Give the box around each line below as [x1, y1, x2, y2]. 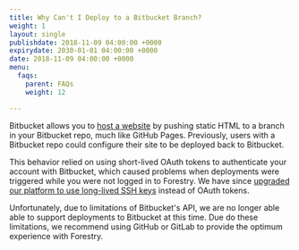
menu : [9, 63, 30, 72]
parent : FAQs [25, 79, 74, 88]
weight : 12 [25, 87, 66, 96]
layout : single [9, 29, 66, 38]
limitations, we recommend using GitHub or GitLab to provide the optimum [9, 221, 284, 232]
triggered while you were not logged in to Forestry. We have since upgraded [9, 175, 290, 186]
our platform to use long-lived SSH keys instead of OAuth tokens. [9, 185, 250, 196]
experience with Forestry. [9, 230, 104, 241]
